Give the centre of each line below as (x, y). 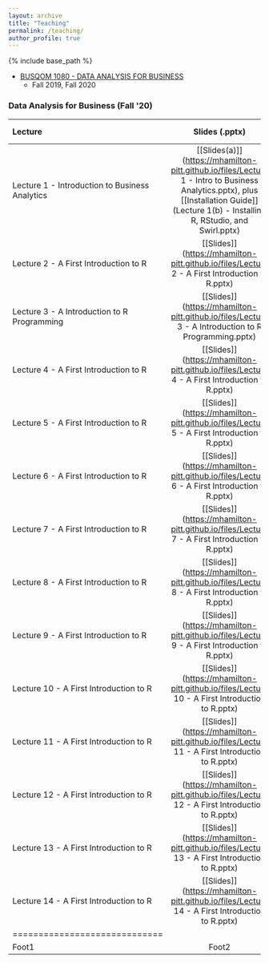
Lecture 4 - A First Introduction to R (80, 370)
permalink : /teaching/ (46, 30)
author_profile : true (44, 38)
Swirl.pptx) (219, 230)
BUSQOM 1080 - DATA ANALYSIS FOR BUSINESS (102, 76)
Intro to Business (227, 180)
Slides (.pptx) (219, 132)
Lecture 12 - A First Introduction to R (82, 795)
